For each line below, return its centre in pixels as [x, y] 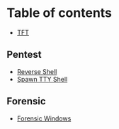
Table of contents [59, 13]
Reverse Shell [37, 71]
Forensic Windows [44, 118]
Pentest [24, 55]
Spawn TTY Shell [42, 79]
